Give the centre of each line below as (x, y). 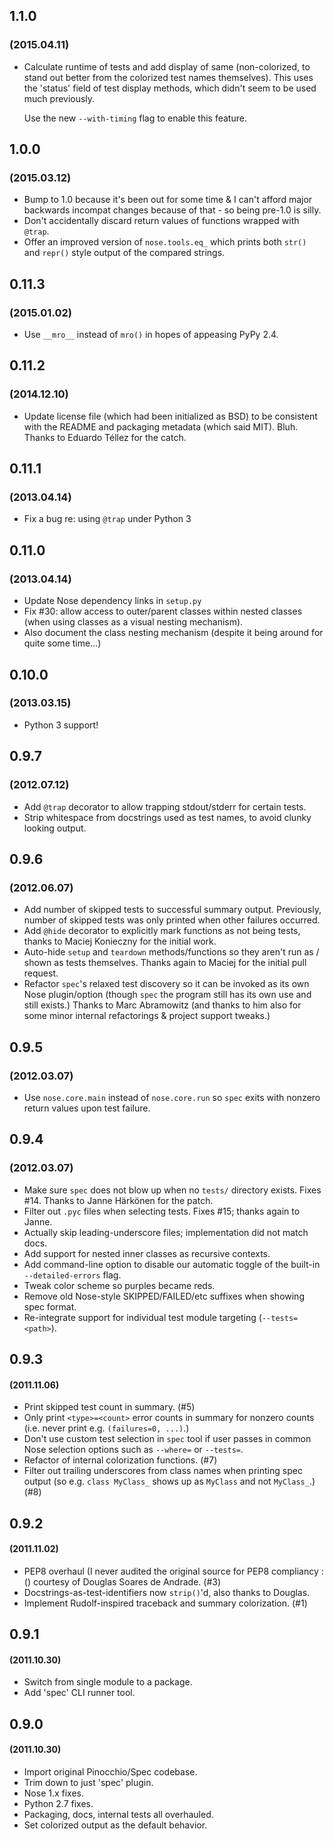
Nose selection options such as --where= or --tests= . (133, 1450)
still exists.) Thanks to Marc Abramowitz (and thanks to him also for (162, 1005)
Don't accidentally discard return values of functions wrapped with (161, 221)
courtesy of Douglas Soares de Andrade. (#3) (127, 1581)
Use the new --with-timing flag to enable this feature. (135, 118)
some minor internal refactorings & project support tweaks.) (147, 1016)
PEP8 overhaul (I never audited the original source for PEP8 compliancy (171, 1571)
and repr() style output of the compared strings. (124, 253)
